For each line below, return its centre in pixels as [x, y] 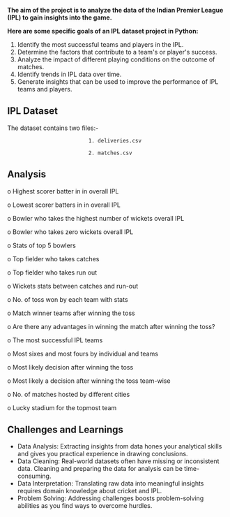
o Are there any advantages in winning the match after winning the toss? [111, 326]
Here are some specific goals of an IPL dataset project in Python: [103, 31]
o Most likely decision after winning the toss [70, 367]
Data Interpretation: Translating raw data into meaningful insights [110, 483]
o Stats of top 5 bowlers [42, 245]
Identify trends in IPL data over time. [69, 74]
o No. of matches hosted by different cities [69, 394]
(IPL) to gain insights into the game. [60, 17]
